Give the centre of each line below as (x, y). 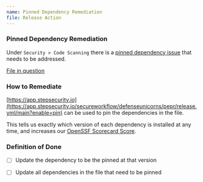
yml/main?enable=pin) (35, 113)
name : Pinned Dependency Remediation (54, 12)
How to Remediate (34, 86)
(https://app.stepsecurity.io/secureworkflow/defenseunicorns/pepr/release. (102, 106)
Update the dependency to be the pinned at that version (86, 160)
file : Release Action (34, 18)
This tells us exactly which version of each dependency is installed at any (99, 125)
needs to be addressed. (36, 59)
